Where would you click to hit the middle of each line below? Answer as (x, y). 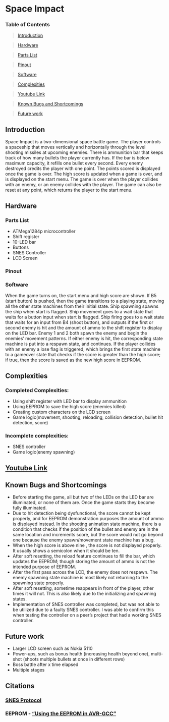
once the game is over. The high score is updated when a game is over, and (84, 174)
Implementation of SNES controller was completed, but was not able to (86, 604)
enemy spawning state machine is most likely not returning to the (80, 578)
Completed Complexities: (37, 390)
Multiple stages (29, 670)
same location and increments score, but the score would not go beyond (88, 535)
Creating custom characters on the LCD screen (62, 412)
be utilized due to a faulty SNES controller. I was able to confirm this (83, 610)
